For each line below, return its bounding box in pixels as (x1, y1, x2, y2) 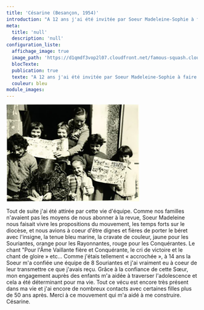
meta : (6, 22, 20, 29)
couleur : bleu (12, 80, 47, 86)
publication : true (12, 67, 59, 74)
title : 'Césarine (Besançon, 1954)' (6, 10, 99, 16)
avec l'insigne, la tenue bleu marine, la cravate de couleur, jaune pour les (6, 233, 189, 241)
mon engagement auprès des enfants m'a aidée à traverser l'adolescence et (6, 272, 197, 280)
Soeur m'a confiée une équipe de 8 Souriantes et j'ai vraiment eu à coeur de (6, 259, 197, 267)
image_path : (12, 55, 42, 61)
